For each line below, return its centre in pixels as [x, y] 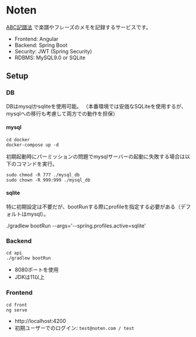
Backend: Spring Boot [41, 45]
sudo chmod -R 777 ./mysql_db [43, 175]
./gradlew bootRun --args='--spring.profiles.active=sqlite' [76, 226]
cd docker [18, 139]
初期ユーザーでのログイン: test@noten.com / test [74, 328]
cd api [14, 253]
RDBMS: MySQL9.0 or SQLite [50, 57]
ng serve [17, 310]
